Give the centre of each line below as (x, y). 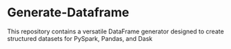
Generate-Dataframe (68, 13)
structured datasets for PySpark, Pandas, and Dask (80, 38)
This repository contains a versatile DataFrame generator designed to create (115, 31)
